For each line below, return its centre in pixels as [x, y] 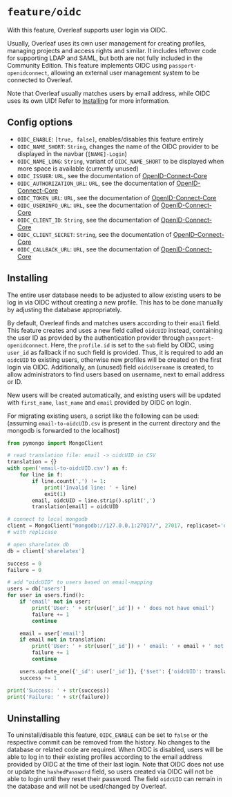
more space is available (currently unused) [78, 169]
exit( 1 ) [55, 494]
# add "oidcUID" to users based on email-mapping [80, 582]
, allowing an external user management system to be [124, 73]
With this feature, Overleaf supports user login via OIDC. [87, 30]
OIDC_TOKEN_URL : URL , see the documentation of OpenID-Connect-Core [117, 198]
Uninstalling [34, 718]
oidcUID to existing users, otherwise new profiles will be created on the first [115, 359]
